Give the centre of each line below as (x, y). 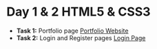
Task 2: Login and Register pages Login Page (81, 37)
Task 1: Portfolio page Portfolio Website (72, 31)
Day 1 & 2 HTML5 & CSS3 (78, 12)
